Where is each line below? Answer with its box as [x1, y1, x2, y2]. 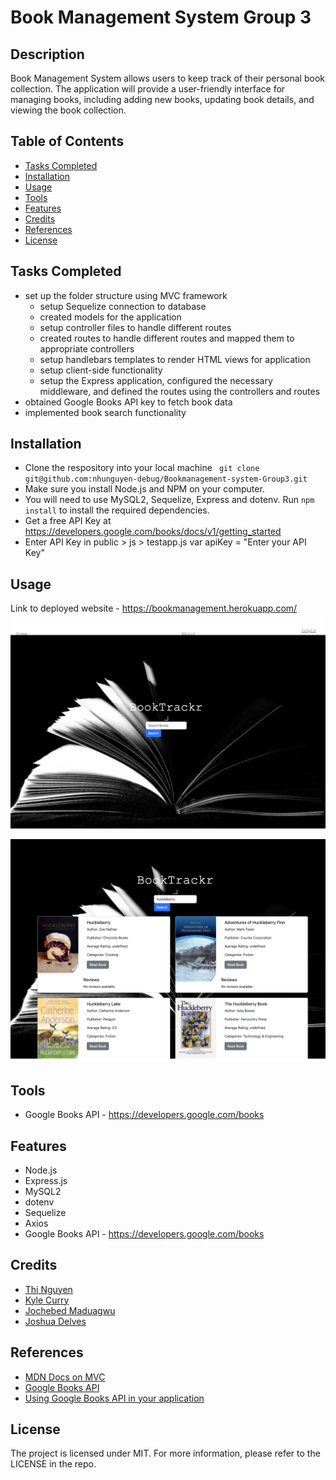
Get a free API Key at [24, 515, 112, 527]
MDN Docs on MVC [24, 1371, 106, 1383]
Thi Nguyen [24, 1283, 73, 1295]
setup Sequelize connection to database [39, 300, 207, 312]
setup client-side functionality [39, 364, 163, 376]
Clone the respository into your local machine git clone [24, 462, 260, 474]
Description [10, 46, 85, 63]
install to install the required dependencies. [24, 504, 210, 516]
